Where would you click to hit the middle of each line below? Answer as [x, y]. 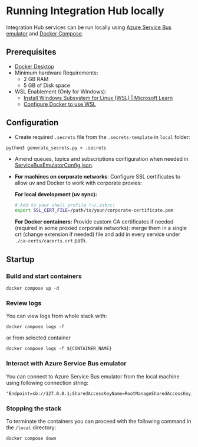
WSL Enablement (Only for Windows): [61, 91]
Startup [20, 259]
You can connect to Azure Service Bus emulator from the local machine [93, 376]
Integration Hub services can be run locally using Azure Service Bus [89, 27]
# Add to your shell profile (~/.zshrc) [65, 205]
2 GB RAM [36, 79]
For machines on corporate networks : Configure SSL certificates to [98, 176]
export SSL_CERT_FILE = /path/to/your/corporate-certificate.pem [94, 210]
